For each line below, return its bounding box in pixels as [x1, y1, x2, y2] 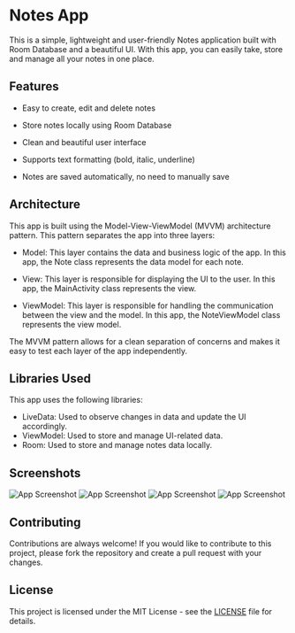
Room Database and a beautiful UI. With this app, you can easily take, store [9, 43, 284, 54]
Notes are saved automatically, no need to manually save [21, 171, 230, 181]
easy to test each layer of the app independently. [9, 345, 188, 356]
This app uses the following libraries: [9, 395, 143, 405]
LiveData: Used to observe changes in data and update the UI [21, 412, 246, 422]
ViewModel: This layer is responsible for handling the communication [21, 300, 274, 311]
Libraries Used [9, 371, 91, 386]
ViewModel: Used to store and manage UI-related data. [21, 430, 223, 441]
